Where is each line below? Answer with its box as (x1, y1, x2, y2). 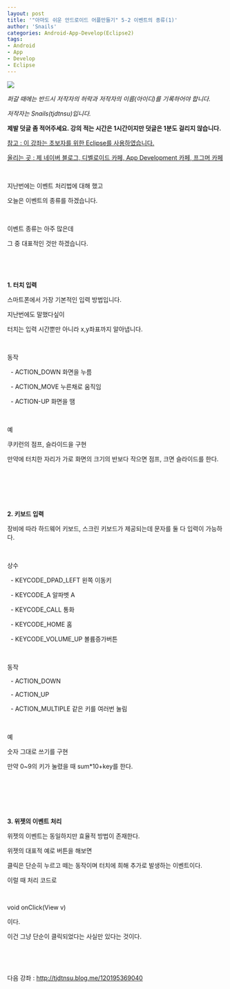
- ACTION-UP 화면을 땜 (10, 397, 75, 405)
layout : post (7, 10, 45, 17)
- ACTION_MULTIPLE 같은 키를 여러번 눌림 (10, 704, 128, 713)
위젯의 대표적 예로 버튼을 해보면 (7, 846, 93, 855)
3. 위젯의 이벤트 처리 (7, 817, 62, 825)
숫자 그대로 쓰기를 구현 (7, 747, 68, 756)
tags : (7, 36, 23, 43)
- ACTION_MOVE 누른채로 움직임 (10, 382, 102, 391)
